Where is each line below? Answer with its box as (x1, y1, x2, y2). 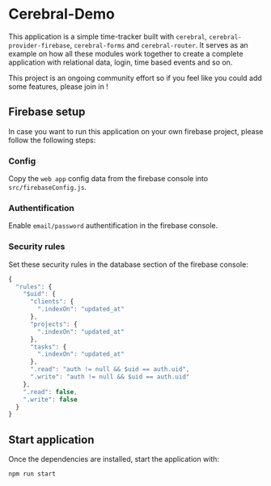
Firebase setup (8, 105, 86, 119)
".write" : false (23, 395, 78, 404)
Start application (8, 433, 95, 446)
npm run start (8, 470, 57, 478)
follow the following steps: (8, 135, 96, 145)
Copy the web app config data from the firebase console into (8, 174, 209, 184)
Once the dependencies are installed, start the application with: (8, 454, 220, 464)
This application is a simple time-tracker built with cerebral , (8, 32, 208, 41)
